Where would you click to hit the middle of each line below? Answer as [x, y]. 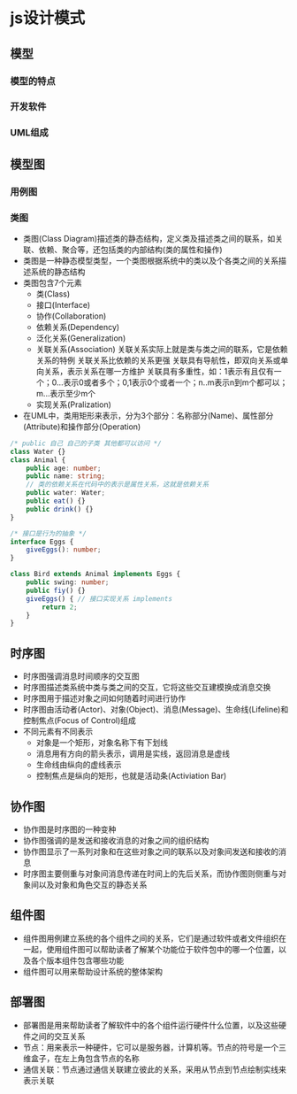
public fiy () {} [56, 590]
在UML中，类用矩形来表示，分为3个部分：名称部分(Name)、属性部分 [148, 415]
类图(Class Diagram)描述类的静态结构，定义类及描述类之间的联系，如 [149, 238]
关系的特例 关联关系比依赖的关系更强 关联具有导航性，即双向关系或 [158, 360]
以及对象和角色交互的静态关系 [93, 884]
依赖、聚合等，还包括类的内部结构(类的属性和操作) [131, 250]
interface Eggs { [42, 542]
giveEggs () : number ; [64, 550]
